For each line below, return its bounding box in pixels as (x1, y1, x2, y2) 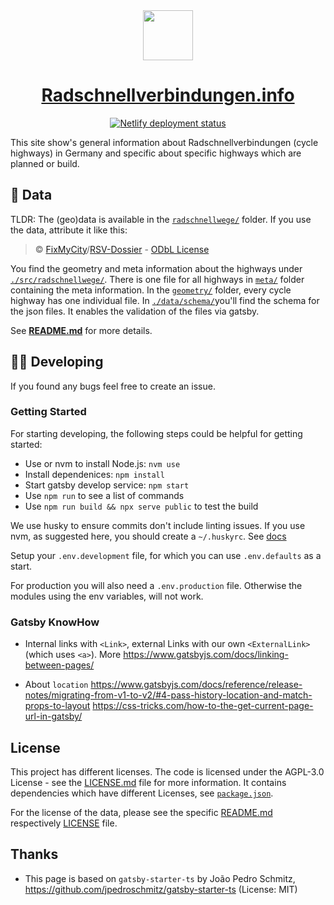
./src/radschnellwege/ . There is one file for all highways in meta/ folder (10, 273, 305, 285)
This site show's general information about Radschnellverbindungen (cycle (10, 136, 319, 148)
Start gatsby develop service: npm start (24, 479, 190, 491)
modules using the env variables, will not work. (10, 590, 204, 602)
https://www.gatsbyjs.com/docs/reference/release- (90, 679, 303, 691)
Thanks (10, 846, 59, 863)
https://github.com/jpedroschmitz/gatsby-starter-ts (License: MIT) (24, 883, 298, 895)
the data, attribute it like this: (10, 224, 128, 236)
